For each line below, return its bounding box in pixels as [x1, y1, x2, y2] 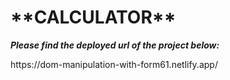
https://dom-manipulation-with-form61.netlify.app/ [10, 58, 218, 70]
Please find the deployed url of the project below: [10, 39, 220, 51]
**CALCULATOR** [10, 6, 177, 29]
